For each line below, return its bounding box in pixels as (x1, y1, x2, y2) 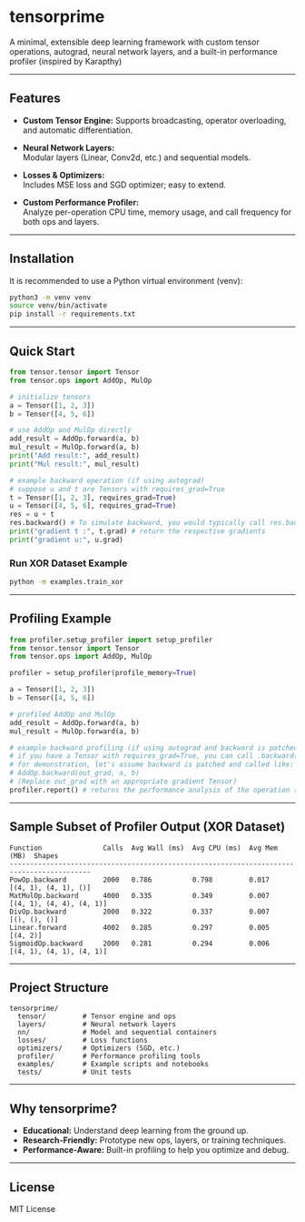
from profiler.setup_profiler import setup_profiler (9, 635, 213, 644)
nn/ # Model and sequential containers (17, 1028, 218, 1037)
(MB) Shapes (9, 851, 59, 861)
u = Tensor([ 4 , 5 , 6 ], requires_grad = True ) (9, 501, 177, 510)
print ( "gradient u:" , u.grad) (9, 535, 124, 544)
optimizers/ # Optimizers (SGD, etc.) (17, 1044, 181, 1053)
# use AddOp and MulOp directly (9, 426, 132, 435)
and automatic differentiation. (22, 125, 133, 136)
